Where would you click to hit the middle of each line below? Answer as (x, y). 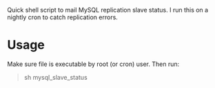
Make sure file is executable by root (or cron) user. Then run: (93, 64)
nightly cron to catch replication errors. (63, 17)
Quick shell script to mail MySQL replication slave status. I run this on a (108, 10)
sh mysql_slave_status (55, 77)
